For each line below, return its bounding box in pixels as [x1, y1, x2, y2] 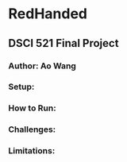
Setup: [8, 81, 35, 92]
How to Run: [8, 102, 57, 114]
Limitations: [8, 145, 56, 156]
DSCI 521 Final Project [8, 37, 119, 50]
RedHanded [8, 5, 87, 23]
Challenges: [8, 124, 56, 135]
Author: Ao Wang [8, 60, 77, 71]
